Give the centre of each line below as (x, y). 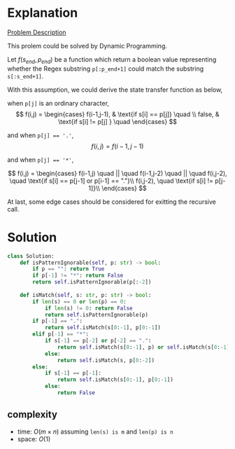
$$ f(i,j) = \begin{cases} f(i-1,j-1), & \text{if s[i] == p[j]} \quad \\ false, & (117, 114)
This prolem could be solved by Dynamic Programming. (87, 46)
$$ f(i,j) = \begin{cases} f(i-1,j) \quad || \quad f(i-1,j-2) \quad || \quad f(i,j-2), (117, 173)
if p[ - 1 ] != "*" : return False (78, 276)
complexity (33, 415)
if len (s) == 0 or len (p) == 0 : (80, 302)
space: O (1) (34, 438)
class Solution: (31, 256)
